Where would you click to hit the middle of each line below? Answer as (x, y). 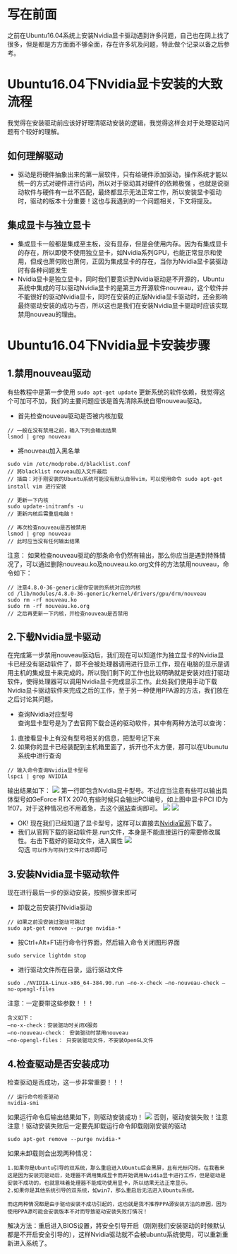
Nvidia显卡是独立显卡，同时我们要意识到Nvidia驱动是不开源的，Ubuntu (121, 279)
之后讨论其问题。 (32, 699)
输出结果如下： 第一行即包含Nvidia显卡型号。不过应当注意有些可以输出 (115, 791)
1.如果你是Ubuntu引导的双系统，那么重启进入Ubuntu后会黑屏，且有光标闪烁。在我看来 (116, 1168)
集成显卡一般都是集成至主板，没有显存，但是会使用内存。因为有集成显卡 (122, 244)
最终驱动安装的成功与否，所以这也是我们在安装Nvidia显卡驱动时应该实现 (122, 305)
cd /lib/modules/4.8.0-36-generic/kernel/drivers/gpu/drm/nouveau (107, 594)
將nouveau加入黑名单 (49, 450)
